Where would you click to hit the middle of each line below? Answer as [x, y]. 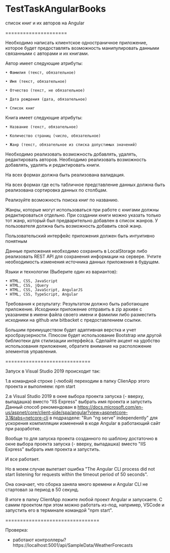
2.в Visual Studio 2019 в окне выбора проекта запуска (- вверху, [75, 396]
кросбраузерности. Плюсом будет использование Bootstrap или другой [83, 335]
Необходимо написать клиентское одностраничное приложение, [76, 42]
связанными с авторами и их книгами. [47, 53]
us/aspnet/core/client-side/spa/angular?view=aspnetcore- [67, 412]
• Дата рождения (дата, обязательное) [46, 99]
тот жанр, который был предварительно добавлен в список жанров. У [82, 220]
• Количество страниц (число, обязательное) [53, 136]
